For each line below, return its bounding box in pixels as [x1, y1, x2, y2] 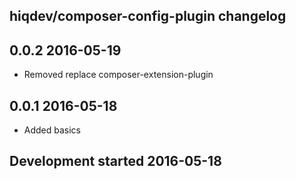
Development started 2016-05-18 [9, 153, 222, 170]
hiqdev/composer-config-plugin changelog [9, 8, 287, 25]
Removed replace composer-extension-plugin [23, 69, 214, 81]
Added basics [23, 124, 82, 136]
